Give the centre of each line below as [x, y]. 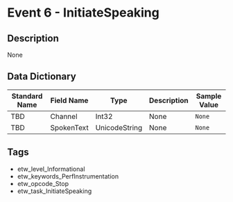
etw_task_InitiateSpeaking [54, 191]
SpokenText [69, 127]
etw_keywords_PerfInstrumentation [68, 176]
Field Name [69, 100]
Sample [209, 96]
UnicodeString [119, 127]
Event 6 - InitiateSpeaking [83, 13]
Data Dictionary [42, 76]
